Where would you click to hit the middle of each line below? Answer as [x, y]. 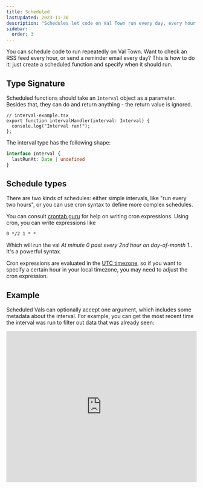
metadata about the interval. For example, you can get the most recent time [100, 316]
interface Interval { [34, 154]
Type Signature [36, 83]
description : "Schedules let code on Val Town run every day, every [94, 23]
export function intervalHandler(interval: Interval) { [78, 121]
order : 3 [23, 34]
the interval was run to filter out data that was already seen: [80, 323]
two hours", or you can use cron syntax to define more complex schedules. [100, 205]
